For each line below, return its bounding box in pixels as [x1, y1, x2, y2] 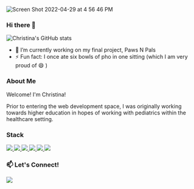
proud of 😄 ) [15, 62, 47, 69]
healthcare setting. [6, 115, 54, 122]
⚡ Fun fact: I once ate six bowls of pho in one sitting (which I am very [15, 53, 189, 61]
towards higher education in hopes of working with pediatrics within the [6, 109, 187, 116]
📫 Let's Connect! [6, 161, 60, 169]
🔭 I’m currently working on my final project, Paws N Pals [15, 46, 156, 54]
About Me [6, 77, 36, 85]
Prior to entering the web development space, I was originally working [6, 102, 182, 110]
